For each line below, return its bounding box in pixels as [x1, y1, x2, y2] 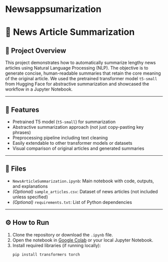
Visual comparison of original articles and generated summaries [12, 145, 144, 151]
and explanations [12, 183, 48, 189]
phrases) [12, 129, 31, 135]
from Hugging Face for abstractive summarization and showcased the [5, 81, 149, 87]
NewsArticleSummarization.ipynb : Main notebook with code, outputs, [12, 178, 154, 184]
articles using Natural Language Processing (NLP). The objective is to [5, 65, 148, 71]
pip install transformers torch [12, 252, 80, 257]
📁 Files [5, 164, 26, 173]
